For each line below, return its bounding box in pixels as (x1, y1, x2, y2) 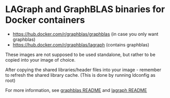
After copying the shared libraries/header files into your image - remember (5, 67, 161, 73)
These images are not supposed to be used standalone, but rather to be (5, 52, 156, 58)
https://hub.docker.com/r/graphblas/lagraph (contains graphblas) (12, 41, 150, 47)
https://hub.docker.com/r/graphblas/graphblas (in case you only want (12, 31, 158, 37)
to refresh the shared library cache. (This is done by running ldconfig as (5, 72, 156, 78)
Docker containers (5, 14, 85, 26)
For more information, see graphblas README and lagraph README (5, 87, 147, 93)
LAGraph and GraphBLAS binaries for (5, 4, 165, 15)
